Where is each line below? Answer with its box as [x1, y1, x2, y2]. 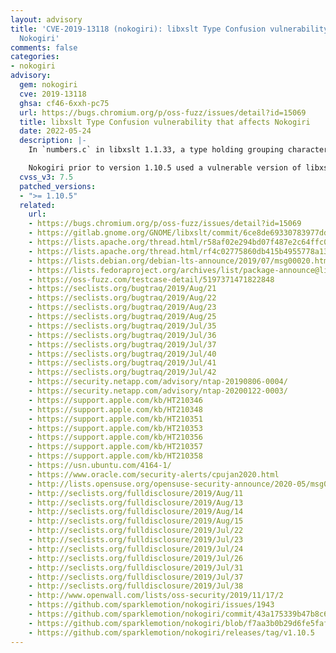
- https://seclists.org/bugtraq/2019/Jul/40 [28, 349, 217, 359]
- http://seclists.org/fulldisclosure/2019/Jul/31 [28, 562, 244, 573]
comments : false [10, 42, 78, 53]
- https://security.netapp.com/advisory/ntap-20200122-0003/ [28, 386, 288, 396]
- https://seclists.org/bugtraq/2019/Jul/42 [28, 367, 217, 378]
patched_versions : [19, 181, 97, 191]
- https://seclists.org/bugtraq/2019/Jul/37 [28, 339, 217, 350]
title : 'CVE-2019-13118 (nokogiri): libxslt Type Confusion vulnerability [10, 24, 329, 34]
